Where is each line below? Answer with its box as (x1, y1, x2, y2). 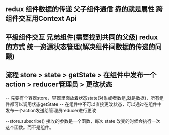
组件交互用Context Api (5, 14, 77, 23)
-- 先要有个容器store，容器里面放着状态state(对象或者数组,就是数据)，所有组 (5, 95, 164, 101)
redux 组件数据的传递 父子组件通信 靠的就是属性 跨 (5, 5, 163, 14)
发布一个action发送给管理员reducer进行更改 (5, 107, 96, 113)
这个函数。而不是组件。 (5, 124, 54, 130)
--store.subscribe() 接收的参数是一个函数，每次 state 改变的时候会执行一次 (5, 118, 161, 124)
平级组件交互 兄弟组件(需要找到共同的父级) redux (5, 33, 158, 41)
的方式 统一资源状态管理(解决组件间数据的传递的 (5, 42, 155, 51)
